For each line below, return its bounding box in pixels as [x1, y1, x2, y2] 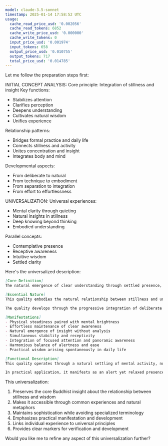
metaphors [12, 405, 35, 411]
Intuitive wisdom [12, 254, 46, 260]
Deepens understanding [12, 107, 62, 113]
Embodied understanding [12, 224, 65, 230]
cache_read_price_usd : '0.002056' [9, 21, 81, 26]
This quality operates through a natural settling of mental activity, [5, 361, 157, 366]
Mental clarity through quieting [12, 208, 76, 214]
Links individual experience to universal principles [12, 421, 115, 427]
